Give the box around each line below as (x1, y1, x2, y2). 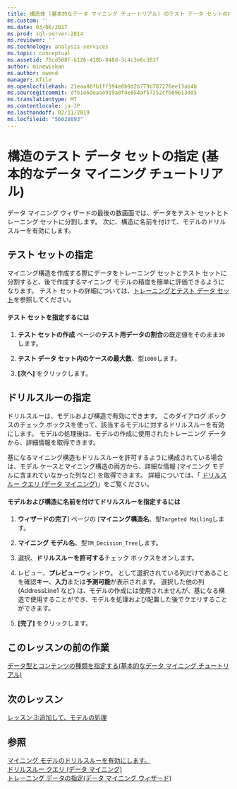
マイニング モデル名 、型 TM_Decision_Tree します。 (17, 539, 162, 547)
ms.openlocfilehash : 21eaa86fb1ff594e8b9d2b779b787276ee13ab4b (7, 83, 197, 90)
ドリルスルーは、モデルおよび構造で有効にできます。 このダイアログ (7, 412, 207, 420)
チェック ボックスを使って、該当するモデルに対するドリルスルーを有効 (19, 420, 225, 429)
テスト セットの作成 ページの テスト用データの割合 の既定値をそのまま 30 (17, 330, 226, 338)
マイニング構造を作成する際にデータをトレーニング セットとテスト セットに (7, 269, 227, 277)
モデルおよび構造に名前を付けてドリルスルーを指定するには (7, 497, 181, 506)
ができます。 (17, 604, 55, 612)
